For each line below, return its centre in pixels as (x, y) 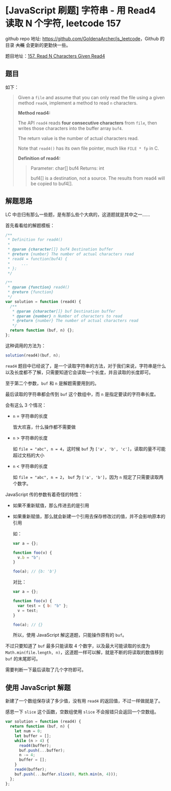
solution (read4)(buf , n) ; (33, 355)
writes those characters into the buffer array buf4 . (70, 128)
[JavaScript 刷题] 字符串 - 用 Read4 (81, 11)
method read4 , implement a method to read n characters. (78, 103)
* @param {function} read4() (39, 287)
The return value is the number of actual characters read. (78, 138)
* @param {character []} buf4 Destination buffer (60, 249)
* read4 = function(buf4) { (37, 259)
